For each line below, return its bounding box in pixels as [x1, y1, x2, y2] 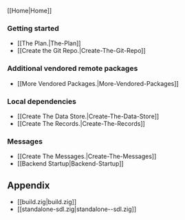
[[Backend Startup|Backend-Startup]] [17, 159, 124, 168]
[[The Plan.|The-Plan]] [17, 39, 81, 47]
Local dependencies [7, 96, 77, 106]
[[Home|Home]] [7, 7, 52, 14]
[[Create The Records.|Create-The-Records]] [17, 119, 146, 127]
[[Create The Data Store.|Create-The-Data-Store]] [17, 112, 160, 120]
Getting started [7, 23, 60, 33]
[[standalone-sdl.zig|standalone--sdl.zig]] [17, 205, 137, 213]
